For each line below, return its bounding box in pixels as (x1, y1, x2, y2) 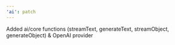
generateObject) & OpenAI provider (6, 31, 94, 39)
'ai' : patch (6, 8, 36, 15)
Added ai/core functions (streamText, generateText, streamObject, (6, 25, 169, 32)
